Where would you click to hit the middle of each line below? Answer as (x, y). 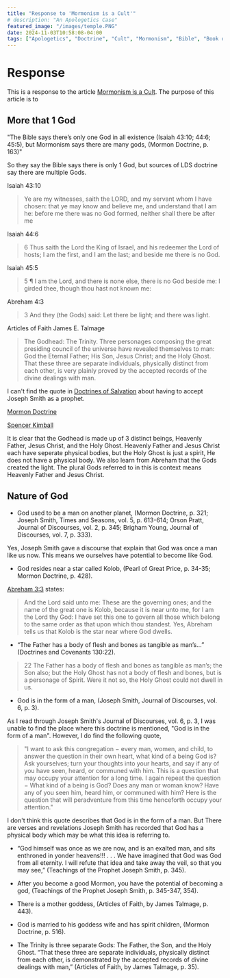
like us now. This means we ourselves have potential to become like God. (110, 555)
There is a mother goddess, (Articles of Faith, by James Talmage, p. (113, 904)
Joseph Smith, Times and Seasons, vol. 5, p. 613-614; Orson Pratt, (110, 520)
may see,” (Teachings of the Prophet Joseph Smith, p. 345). (101, 870)
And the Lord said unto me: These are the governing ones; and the (118, 602)
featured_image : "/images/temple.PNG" (62, 26)
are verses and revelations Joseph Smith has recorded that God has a (105, 827)
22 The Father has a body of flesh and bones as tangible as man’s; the (123, 665)
